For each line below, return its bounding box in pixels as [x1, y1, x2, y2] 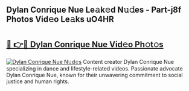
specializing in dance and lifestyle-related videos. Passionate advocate [6, 65, 183, 72]
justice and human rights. [6, 78, 69, 85]
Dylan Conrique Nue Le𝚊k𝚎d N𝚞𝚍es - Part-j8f [6, 5, 182, 15]
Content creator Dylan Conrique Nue [83, 58, 174, 65]
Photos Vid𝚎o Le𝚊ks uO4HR [6, 14, 114, 25]
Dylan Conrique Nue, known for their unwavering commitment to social [6, 72, 183, 78]
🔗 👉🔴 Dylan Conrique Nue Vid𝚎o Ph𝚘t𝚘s [6, 39, 164, 49]
